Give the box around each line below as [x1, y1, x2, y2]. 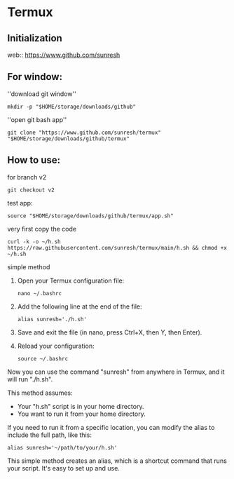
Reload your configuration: [17, 342, 95, 350]
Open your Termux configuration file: [17, 276, 125, 285]
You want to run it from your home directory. [17, 410, 146, 418]
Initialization [7, 32, 63, 44]
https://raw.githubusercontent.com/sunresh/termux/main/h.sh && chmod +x [7, 244, 228, 251]
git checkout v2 [7, 187, 55, 194]
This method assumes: [7, 389, 73, 397]
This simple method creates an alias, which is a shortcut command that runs [7, 457, 228, 465]
